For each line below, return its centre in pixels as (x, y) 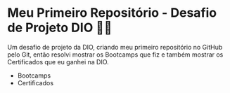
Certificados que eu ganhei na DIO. (58, 62)
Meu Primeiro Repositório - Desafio (112, 13)
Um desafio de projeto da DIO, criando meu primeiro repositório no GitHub (115, 47)
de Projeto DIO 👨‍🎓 (60, 28)
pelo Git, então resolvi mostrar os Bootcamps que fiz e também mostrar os (115, 55)
